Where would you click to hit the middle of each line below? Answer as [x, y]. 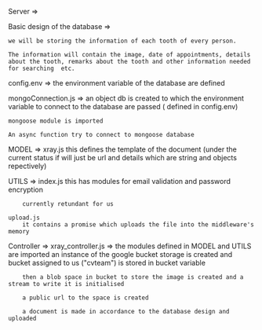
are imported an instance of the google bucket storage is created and [120, 254]
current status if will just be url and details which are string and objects [123, 158]
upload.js [24, 218]
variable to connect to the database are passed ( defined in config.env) [123, 106]
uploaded [22, 318]
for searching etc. [42, 68]
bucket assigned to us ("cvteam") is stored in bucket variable [107, 263]
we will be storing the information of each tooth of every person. [122, 41]
